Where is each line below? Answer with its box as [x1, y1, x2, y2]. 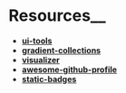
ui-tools [21, 35, 53, 46]
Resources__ [8, 5, 106, 26]
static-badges [21, 73, 77, 84]
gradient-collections [21, 44, 102, 55]
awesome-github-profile [21, 64, 118, 75]
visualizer [21, 54, 61, 65]
